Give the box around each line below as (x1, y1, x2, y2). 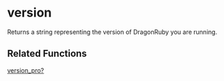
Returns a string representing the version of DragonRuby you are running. (7, 28, 218, 36)
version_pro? (7, 66, 44, 74)
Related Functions (7, 48, 87, 60)
